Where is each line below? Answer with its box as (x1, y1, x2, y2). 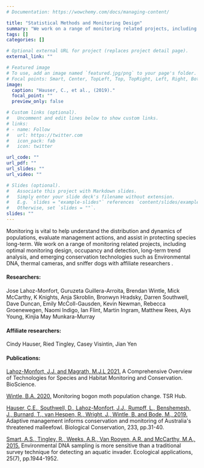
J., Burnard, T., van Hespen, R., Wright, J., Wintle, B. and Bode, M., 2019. (6, 411, 188, 418)
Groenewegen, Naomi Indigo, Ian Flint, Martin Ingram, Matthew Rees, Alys (6, 307, 191, 314)
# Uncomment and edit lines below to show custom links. (6, 115, 159, 121)
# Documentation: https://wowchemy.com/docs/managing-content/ (6, 9, 170, 15)
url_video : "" (6, 171, 42, 177)
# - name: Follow (6, 126, 50, 133)
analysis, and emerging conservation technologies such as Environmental (6, 253, 191, 260)
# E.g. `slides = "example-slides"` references (6, 199, 135, 206)
